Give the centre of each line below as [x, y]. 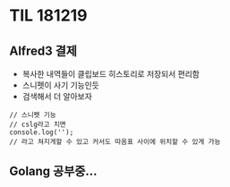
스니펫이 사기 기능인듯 [61, 85]
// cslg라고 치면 [38, 124]
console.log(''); [42, 132]
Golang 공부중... [53, 171]
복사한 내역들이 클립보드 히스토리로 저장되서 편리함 [111, 74]
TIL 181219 [48, 16]
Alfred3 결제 [43, 51]
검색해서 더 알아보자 [57, 96]
